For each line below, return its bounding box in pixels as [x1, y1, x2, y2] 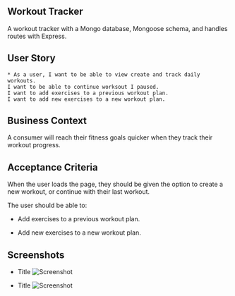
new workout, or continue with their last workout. [7, 187, 150, 196]
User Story [7, 52, 56, 64]
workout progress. [7, 141, 61, 149]
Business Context [7, 115, 87, 127]
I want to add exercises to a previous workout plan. [7, 90, 169, 97]
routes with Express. [7, 32, 67, 40]
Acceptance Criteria [7, 161, 98, 173]
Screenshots [7, 249, 65, 261]
